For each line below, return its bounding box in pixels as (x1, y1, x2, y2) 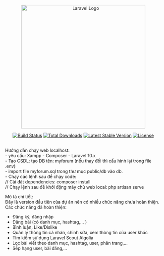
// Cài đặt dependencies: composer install (5, 179, 91, 185)
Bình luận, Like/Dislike (12, 224, 57, 230)
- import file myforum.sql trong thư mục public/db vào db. (5, 169, 123, 174)
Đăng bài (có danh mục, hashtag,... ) (12, 219, 87, 225)
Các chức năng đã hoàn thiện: (5, 204, 67, 210)
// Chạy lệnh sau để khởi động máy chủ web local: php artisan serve (5, 184, 144, 190)
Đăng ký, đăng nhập (12, 214, 54, 219)
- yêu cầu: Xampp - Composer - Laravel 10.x (5, 153, 96, 158)
